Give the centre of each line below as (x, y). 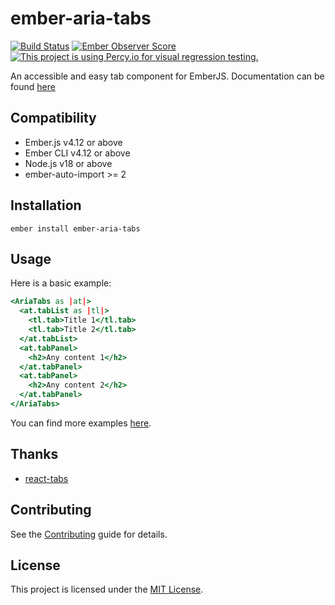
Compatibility (53, 118)
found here (33, 86)
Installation (46, 205)
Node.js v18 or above (68, 163)
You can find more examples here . (81, 423)
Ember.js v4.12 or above (73, 142)
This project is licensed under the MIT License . (107, 589)
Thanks (34, 454)
